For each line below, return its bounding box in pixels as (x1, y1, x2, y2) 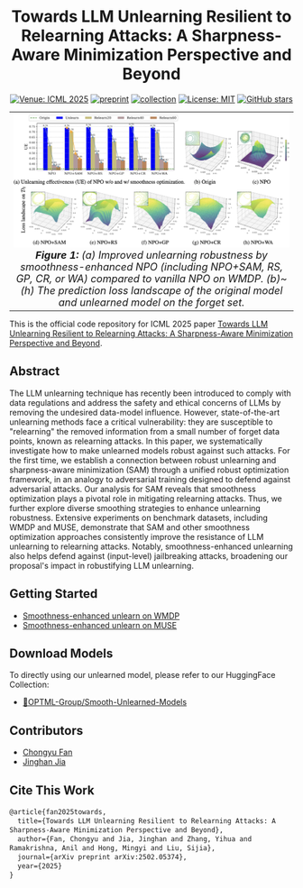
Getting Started (9, 586, 98, 601)
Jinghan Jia (22, 756, 66, 767)
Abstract (9, 363, 60, 380)
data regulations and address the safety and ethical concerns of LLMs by (9, 397, 281, 407)
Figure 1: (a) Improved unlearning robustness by (35, 249, 268, 262)
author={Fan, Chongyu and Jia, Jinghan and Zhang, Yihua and (17, 835, 252, 844)
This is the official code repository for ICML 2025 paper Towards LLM (9, 318, 269, 329)
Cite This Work (9, 783, 95, 798)
